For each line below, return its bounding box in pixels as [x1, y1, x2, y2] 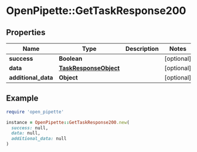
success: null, [11, 125, 49, 131]
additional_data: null [11, 136, 67, 141]
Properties [6, 27, 46, 37]
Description [125, 45, 159, 53]
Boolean [58, 54, 83, 63]
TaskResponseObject [58, 64, 120, 72]
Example [6, 94, 39, 103]
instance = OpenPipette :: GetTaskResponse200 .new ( [6, 119, 130, 125]
